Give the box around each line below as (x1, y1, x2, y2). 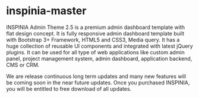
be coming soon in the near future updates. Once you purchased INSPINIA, (6, 79, 190, 86)
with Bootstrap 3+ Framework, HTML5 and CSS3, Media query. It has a (6, 36, 180, 43)
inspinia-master (6, 4, 87, 18)
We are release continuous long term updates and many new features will (6, 73, 186, 80)
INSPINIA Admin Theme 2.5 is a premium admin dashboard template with (6, 24, 185, 31)
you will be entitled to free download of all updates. (6, 85, 132, 92)
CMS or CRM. (6, 61, 40, 68)
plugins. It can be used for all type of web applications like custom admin (6, 48, 185, 55)
